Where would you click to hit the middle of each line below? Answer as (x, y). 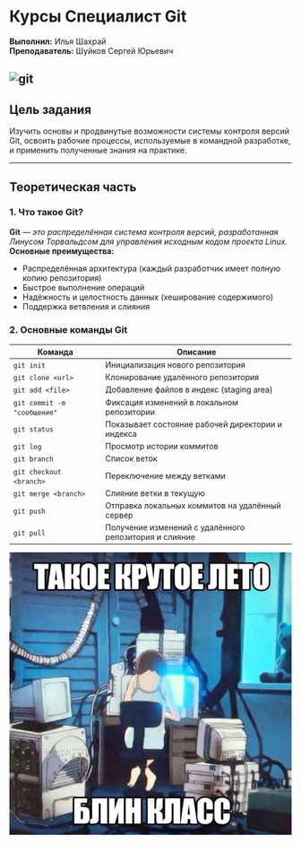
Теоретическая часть (73, 187)
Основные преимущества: (62, 251)
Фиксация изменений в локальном (172, 402)
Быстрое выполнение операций (83, 287)
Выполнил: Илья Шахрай (58, 41)
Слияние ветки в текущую (155, 493)
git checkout (37, 472)
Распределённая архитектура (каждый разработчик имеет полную (151, 268)
